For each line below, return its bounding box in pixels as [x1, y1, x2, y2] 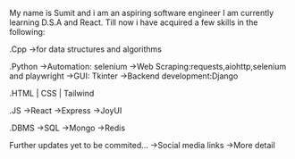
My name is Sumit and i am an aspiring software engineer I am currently [9, 8, 274, 18]
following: [9, 27, 46, 37]
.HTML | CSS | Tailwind [9, 88, 95, 98]
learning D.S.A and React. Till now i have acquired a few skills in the [9, 17, 258, 28]
